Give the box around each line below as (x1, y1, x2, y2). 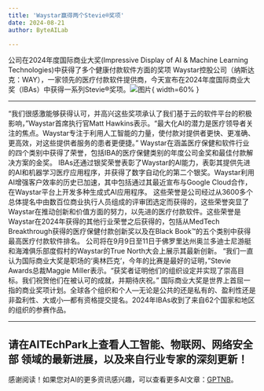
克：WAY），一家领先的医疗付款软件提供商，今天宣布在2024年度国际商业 (8, 75, 244, 85)
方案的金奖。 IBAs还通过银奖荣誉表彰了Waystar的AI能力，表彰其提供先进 (14, 158, 251, 167)
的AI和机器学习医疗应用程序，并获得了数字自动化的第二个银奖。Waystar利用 (8, 168, 255, 177)
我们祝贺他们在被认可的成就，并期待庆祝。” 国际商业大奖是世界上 (21, 276, 230, 285)
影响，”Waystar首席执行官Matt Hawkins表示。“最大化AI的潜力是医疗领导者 (8, 119, 247, 128)
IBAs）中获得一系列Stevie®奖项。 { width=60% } (21, 85, 200, 94)
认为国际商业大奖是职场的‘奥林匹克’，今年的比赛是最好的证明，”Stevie (8, 256, 232, 265)
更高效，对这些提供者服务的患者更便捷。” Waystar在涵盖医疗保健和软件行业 (8, 138, 250, 148)
